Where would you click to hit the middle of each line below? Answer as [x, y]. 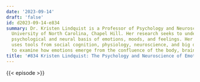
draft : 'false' [25, 17]
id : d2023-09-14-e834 [33, 23]
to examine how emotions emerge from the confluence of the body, [96, 51]
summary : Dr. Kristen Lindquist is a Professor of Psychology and [90, 28]
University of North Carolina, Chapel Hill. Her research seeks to [97, 34]
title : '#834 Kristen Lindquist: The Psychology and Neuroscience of [94, 56]
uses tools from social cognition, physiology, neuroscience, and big [101, 45]
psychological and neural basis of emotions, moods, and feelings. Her [102, 39]
